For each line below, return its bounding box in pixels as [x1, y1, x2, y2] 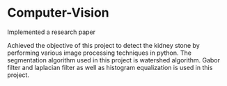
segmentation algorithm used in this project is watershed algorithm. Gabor [7, 55, 221, 64]
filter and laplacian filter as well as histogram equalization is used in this [7, 63, 213, 71]
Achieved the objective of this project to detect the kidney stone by [7, 41, 200, 49]
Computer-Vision [7, 5, 109, 21]
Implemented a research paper [7, 28, 96, 36]
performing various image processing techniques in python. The [7, 49, 191, 57]
